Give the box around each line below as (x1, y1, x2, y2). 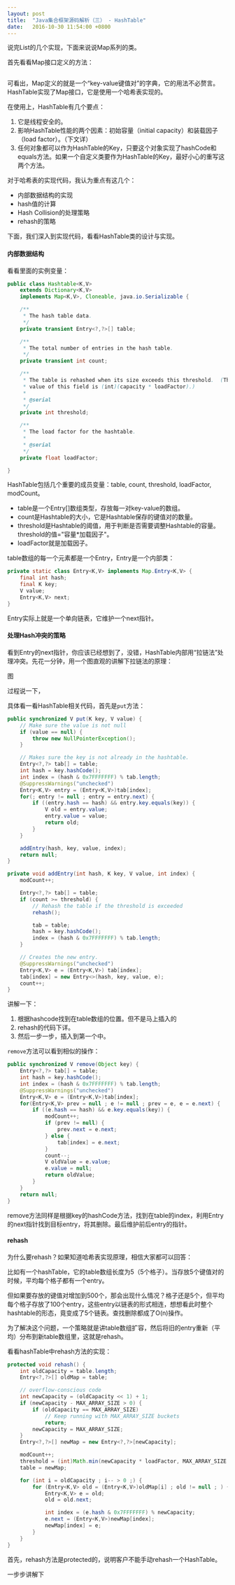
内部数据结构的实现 (17, 191, 73, 199)
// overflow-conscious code (20, 1386, 101, 1394)
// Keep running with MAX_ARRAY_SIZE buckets (44, 1412, 180, 1420)
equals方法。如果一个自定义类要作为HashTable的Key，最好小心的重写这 (17, 152, 225, 161)
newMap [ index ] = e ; (44, 1522, 101, 1529)
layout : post (7, 10, 45, 17)
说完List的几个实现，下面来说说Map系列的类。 (7, 43, 141, 52)
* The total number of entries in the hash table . (22, 344, 173, 352)
